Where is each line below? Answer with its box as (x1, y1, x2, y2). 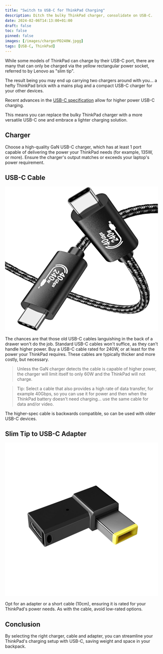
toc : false (5, 28, 27, 34)
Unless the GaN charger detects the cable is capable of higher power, (16, 366, 157, 371)
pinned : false (5, 34, 34, 38)
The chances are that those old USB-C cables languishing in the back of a (5, 336, 153, 341)
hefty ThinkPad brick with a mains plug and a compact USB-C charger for (5, 83, 153, 88)
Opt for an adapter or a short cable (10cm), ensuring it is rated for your (5, 601, 146, 607)
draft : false (5, 23, 32, 28)
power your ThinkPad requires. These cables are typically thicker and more (5, 351, 155, 357)
